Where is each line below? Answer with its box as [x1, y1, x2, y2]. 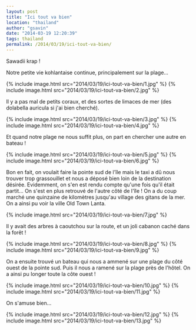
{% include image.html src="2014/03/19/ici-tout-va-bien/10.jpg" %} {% [6, 282, 179, 289]
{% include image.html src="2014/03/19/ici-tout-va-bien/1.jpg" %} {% [6, 80, 176, 87]
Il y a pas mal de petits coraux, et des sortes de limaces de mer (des [6, 98, 172, 105]
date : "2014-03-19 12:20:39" [6, 31, 78, 36]
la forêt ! [6, 229, 26, 236]
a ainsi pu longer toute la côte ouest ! [6, 270, 96, 277]
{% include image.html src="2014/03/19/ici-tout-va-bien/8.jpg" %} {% [6, 240, 177, 247]
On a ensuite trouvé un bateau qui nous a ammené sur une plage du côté [6, 258, 183, 265]
